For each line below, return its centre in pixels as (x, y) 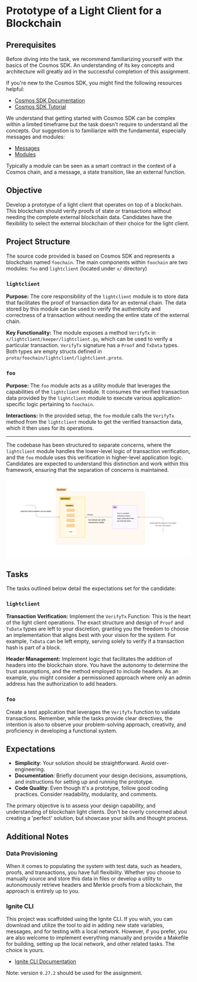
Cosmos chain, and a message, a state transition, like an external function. (96, 172)
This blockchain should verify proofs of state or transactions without (89, 211)
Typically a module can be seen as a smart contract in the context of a (91, 166)
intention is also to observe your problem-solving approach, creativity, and (96, 724)
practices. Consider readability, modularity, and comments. (86, 794)
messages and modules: (36, 137)
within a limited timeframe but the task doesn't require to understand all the (97, 124)
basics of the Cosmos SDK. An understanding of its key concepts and (90, 65)
